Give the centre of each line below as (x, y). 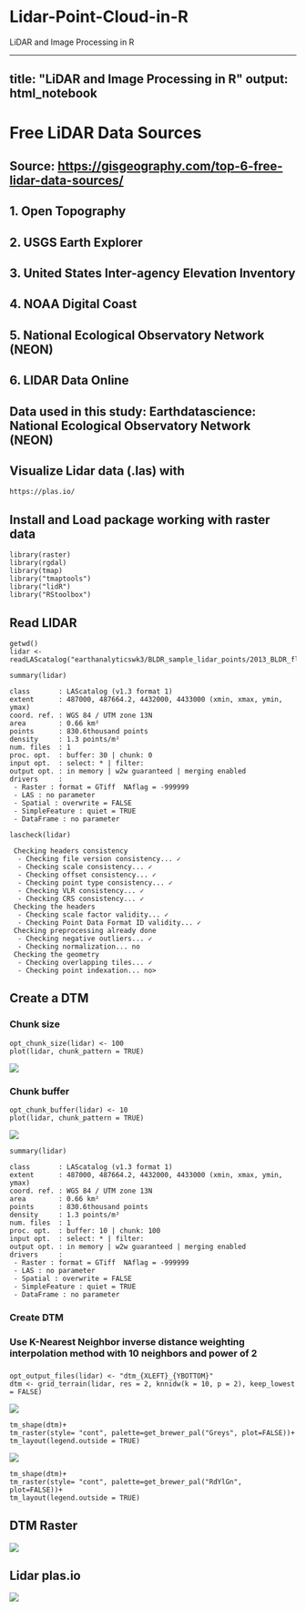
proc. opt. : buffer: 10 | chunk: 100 (85, 1231)
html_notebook (53, 93)
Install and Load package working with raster (140, 520)
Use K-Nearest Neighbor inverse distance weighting (127, 1341)
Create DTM (36, 1317)
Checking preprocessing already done (85, 931)
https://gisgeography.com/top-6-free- (170, 166)
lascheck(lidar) (40, 836)
